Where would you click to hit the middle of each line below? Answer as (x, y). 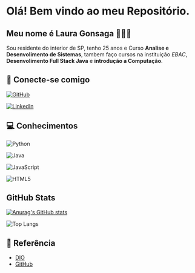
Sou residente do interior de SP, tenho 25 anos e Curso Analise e (88, 48)
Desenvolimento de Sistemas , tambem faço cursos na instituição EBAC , (97, 54)
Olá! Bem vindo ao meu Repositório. (98, 11)
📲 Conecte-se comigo (48, 80)
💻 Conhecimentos (42, 126)
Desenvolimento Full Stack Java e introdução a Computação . (84, 61)
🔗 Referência (31, 243)
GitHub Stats (31, 198)
